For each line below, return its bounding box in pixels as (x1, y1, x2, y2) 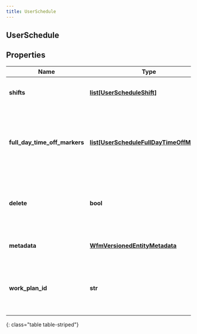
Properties (6, 50, 46, 60)
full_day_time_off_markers (9, 138, 84, 146)
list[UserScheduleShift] (90, 88, 157, 97)
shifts (9, 88, 25, 97)
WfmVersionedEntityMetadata (90, 241, 177, 250)
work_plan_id (9, 284, 47, 292)
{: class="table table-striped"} (6, 321, 79, 328)
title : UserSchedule (6, 8, 57, 15)
